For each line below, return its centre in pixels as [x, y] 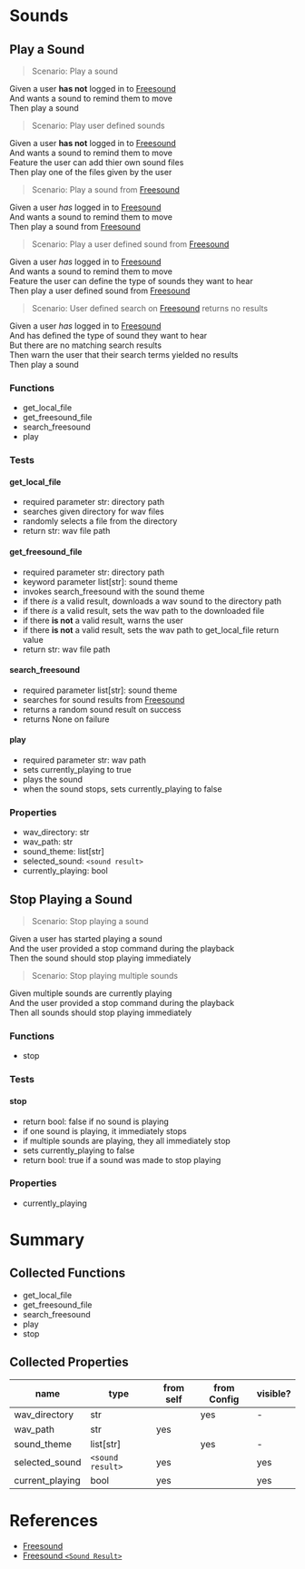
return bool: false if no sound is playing [96, 1121]
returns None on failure [66, 719]
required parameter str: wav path [84, 760]
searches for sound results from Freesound [103, 699]
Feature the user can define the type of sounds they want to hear [131, 281]
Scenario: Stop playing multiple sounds [105, 976]
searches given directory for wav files [93, 512]
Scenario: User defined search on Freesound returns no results [150, 308]
